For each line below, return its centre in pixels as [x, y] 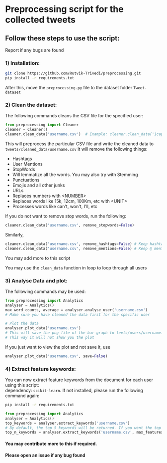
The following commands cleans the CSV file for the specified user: [74, 116]
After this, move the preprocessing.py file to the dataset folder [69, 88]
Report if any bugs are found [35, 50]
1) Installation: [23, 63]
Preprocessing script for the [64, 9]
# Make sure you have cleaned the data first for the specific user [78, 315]
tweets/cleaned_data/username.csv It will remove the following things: [76, 149]
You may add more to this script [38, 258]
